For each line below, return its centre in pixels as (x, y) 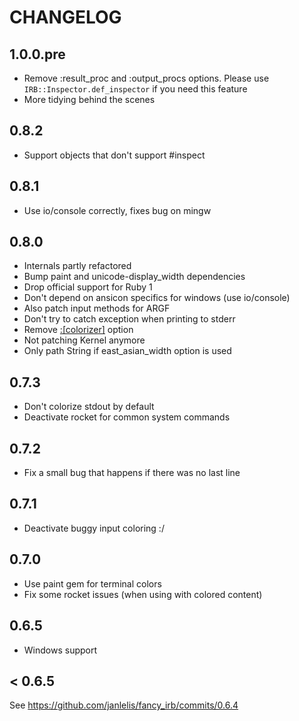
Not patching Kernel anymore (84, 340)
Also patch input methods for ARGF (97, 308)
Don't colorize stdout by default (89, 407)
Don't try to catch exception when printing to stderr (129, 319)
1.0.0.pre (37, 54)
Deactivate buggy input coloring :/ (94, 528)
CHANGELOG (65, 17)
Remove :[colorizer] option (78, 330)
